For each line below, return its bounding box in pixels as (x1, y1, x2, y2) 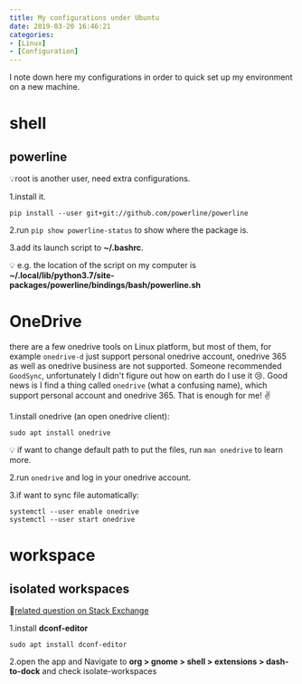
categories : (9, 30, 54, 39)
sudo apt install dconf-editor (9, 641, 127, 650)
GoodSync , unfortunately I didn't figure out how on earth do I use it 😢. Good (9, 371, 288, 381)
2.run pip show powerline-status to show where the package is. (9, 225, 249, 236)
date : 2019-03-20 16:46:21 (9, 22, 111, 31)
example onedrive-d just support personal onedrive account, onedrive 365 (9, 351, 288, 362)
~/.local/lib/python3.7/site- (9, 270, 115, 281)
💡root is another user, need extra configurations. (9, 173, 191, 184)
